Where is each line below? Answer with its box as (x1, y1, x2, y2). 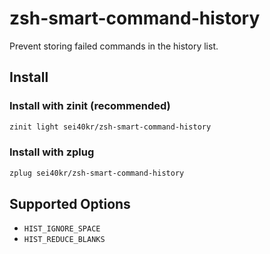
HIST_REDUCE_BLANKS (23, 235, 106, 245)
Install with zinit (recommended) (9, 99, 171, 113)
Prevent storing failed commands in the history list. (9, 40, 219, 52)
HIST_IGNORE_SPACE (23, 224, 101, 234)
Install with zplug (9, 145, 95, 159)
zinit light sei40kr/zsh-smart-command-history (9, 122, 212, 132)
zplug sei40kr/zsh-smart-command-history (9, 168, 185, 178)
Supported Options (9, 196, 131, 213)
